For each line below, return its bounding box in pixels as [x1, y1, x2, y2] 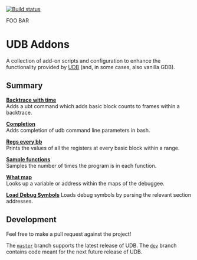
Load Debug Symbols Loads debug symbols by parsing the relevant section [6, 191, 192, 198]
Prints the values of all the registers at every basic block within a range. [6, 144, 180, 151]
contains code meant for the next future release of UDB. [6, 248, 143, 255]
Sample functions [6, 155, 51, 162]
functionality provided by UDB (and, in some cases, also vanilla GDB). [6, 63, 175, 70]
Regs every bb [6, 138, 42, 145]
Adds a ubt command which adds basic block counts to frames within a [6, 102, 180, 109]
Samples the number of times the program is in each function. [6, 162, 157, 169]
